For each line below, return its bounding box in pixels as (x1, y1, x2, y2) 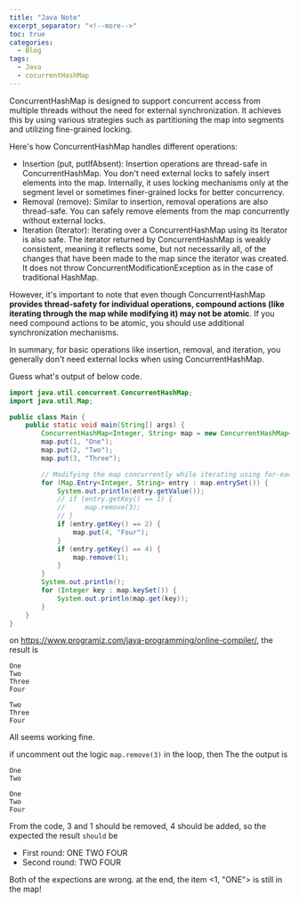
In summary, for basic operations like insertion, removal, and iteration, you (9, 344, 281, 354)
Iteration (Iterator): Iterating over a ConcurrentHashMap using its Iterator (21, 224, 287, 235)
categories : (9, 37, 53, 47)
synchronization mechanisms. (9, 327, 119, 338)
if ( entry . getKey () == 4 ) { (56, 544, 162, 553)
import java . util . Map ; (9, 396, 93, 405)
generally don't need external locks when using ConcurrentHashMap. (9, 354, 264, 364)
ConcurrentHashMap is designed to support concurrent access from (9, 95, 261, 106)
